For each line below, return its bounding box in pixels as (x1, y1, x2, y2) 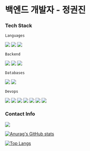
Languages (5, 33, 25, 38)
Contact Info (5, 110, 36, 117)
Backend (5, 52, 21, 57)
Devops (5, 89, 18, 94)
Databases (5, 70, 25, 76)
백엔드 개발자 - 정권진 (5, 4, 86, 16)
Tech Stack (5, 22, 33, 29)
